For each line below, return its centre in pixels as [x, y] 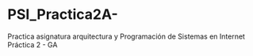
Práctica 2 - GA [33, 44]
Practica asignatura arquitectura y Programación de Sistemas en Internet [126, 36]
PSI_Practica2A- [63, 15]
